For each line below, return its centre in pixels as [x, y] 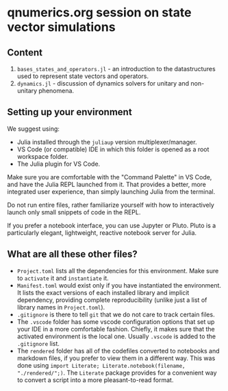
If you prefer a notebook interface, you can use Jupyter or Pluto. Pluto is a [112, 225]
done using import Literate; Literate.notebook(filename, [101, 365]
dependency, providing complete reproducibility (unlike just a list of [112, 300]
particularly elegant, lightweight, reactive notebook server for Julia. [102, 232]
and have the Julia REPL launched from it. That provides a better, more [107, 184]
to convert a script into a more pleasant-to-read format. [95, 380]
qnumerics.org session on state [99, 13]
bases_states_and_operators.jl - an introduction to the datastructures [116, 69]
